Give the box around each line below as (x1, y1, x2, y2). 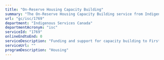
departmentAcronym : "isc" (5, 25, 58, 30)
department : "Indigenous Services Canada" (5, 20, 93, 26)
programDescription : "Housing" (5, 47, 69, 52)
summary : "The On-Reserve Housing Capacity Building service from (5, 12, 143, 16)
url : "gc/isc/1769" (5, 16, 45, 21)
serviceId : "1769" (5, 30, 42, 34)
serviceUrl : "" (5, 43, 36, 48)
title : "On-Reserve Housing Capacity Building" (5, 7, 104, 12)
